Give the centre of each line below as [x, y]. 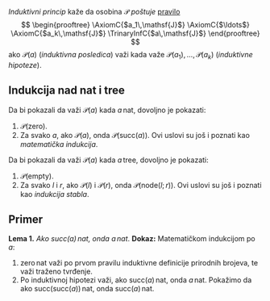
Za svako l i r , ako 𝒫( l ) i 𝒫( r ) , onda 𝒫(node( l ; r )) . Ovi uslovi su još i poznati [141, 185]
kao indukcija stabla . [54, 194]
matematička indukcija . [59, 144]
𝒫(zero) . [34, 126]
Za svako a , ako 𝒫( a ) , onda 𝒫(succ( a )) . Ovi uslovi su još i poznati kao [135, 135]
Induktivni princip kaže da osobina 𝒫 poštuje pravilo [94, 12]
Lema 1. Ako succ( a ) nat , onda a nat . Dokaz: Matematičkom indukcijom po [132, 239]
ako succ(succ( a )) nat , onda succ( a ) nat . [87, 289]
